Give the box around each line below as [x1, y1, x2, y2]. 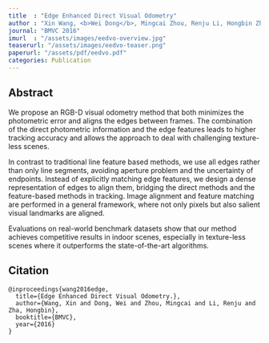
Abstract [8, 86, 54, 100]
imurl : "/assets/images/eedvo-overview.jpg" [8, 34, 167, 42]
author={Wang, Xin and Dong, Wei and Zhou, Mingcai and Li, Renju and [15, 299, 256, 307]
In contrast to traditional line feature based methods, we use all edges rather [8, 157, 260, 167]
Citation [8, 264, 50, 277]
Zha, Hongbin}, [8, 306, 59, 314]
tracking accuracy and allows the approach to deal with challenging [8, 133, 231, 143]
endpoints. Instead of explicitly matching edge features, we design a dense [8, 174, 256, 184]
